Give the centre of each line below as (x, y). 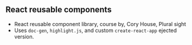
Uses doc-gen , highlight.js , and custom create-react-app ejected (95, 30)
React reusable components (59, 10)
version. (24, 36)
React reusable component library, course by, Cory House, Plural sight (100, 24)
